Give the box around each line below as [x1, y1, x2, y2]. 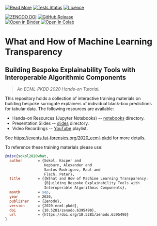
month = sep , [9, 190, 51, 194]
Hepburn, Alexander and [44, 162, 92, 167]
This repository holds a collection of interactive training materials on [5, 96, 141, 101]
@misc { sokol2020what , [5, 154, 49, 159]
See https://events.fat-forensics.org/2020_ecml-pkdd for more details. [5, 135, 146, 141]
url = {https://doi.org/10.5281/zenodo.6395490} [9, 212, 129, 217]
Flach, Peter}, [44, 172, 75, 177]
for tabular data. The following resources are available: [5, 106, 114, 112]
